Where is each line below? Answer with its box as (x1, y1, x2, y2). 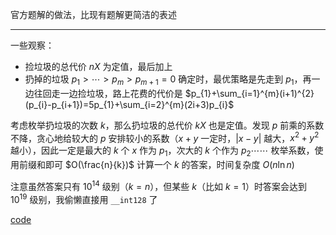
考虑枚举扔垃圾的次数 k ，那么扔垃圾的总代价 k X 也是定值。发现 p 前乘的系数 (10, 119, 325, 131)
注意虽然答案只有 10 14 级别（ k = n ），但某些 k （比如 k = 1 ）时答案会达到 (10, 179, 307, 192)
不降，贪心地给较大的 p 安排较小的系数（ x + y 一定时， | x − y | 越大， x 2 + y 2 (10, 130, 320, 144)
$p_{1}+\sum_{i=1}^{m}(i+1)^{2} (184, 87, 315, 99)
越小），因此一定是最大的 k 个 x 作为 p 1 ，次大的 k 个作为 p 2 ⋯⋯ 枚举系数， (10, 144, 315, 159)
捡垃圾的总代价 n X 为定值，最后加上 (24, 61, 173, 72)
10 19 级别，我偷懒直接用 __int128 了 (10, 191, 158, 205)
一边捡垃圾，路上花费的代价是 (59, 87, 183, 99)
